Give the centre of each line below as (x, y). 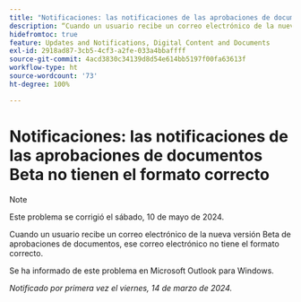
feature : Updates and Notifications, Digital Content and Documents (140, 43)
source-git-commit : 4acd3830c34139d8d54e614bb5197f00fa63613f (128, 59)
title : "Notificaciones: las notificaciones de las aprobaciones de (140, 17)
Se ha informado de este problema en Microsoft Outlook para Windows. (142, 271)
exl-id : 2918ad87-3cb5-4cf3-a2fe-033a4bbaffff (98, 51)
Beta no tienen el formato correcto (140, 174)
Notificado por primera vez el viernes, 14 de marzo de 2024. (121, 288)
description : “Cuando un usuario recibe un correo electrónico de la (142, 26)
